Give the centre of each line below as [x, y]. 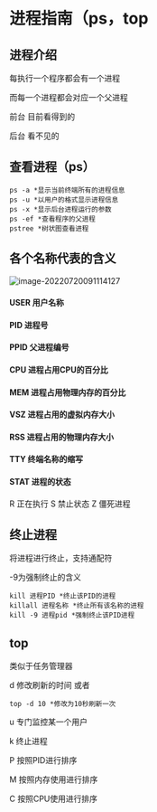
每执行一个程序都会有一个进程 [65, 78]
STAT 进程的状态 [41, 481]
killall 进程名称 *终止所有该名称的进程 [77, 606]
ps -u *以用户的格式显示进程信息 [64, 200]
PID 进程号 [29, 325]
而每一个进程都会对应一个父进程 [69, 97]
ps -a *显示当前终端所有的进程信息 [67, 190]
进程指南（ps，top [79, 19]
